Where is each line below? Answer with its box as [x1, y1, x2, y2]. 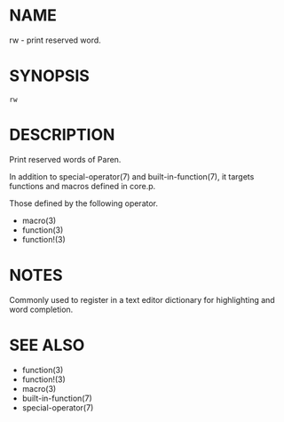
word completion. [9, 304, 74, 315]
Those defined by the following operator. [9, 197, 158, 209]
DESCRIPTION [9, 125, 115, 145]
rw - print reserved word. [9, 35, 102, 45]
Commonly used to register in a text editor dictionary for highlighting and [9, 294, 275, 305]
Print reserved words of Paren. [9, 154, 122, 164]
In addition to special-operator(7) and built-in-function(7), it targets [9, 171, 255, 182]
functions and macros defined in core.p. [9, 180, 156, 191]
